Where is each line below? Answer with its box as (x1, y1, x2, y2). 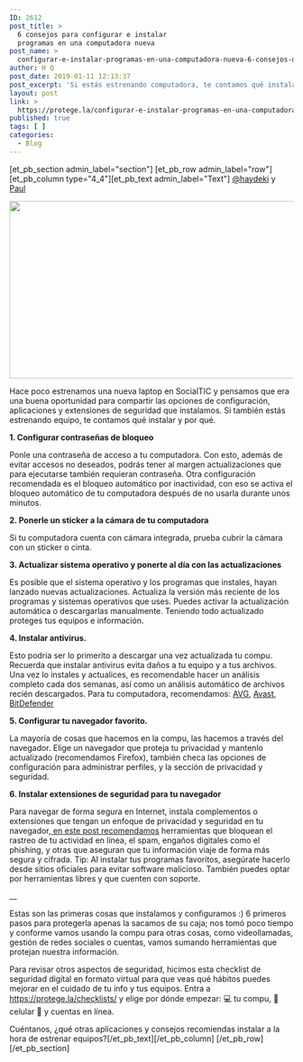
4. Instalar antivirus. (9, 632, 87, 643)
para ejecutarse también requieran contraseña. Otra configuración (9, 468, 256, 479)
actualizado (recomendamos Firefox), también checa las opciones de (9, 752, 267, 763)
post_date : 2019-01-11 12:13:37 (9, 72, 131, 81)
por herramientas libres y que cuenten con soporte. (9, 873, 201, 883)
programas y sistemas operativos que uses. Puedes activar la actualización (9, 596, 289, 607)
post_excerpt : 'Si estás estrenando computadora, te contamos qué (9, 80, 264, 89)
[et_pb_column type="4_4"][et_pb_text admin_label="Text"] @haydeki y (9, 173, 276, 184)
